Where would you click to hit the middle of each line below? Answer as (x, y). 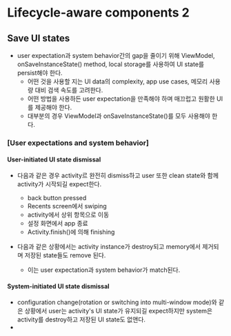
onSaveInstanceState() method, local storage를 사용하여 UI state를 (111, 64)
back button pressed (57, 198)
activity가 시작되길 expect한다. (59, 184)
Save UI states (39, 38)
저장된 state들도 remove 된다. (65, 255)
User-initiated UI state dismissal (54, 159)
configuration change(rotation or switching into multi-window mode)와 (117, 302)
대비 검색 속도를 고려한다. (69, 90)
